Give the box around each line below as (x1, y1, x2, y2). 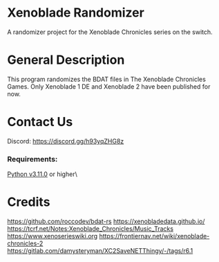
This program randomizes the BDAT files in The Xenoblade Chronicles (7, 75, 206, 83)
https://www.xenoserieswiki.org (7, 232, 98, 241)
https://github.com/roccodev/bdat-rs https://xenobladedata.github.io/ (7, 217, 205, 226)
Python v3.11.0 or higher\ (7, 170, 77, 178)
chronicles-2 (7, 239, 44, 247)
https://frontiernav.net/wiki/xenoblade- (99, 232, 210, 241)
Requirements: (7, 154, 58, 164)
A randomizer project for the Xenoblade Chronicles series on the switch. (7, 28, 213, 36)
